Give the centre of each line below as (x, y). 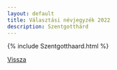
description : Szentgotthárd (48, 26)
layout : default (31, 14)
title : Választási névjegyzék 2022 (59, 20)
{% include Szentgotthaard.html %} (58, 46)
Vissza (17, 60)
